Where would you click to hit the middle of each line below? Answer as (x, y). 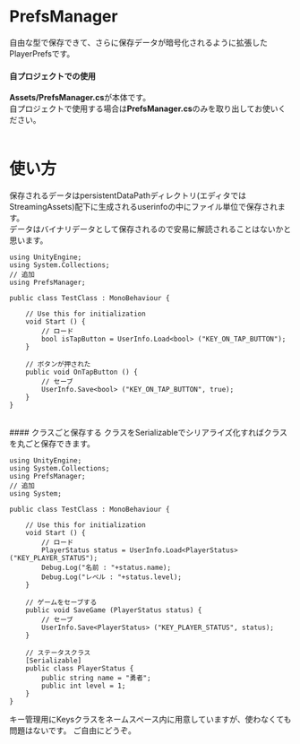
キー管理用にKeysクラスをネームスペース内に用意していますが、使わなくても (150, 720)
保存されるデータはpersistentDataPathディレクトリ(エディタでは (128, 195)
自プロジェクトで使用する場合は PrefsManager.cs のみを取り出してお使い (144, 108)
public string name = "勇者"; (96, 679)
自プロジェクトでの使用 (52, 76)
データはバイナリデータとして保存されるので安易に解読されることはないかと (150, 229)
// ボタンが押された (58, 365)
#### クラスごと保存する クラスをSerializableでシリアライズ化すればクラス (149, 433)
